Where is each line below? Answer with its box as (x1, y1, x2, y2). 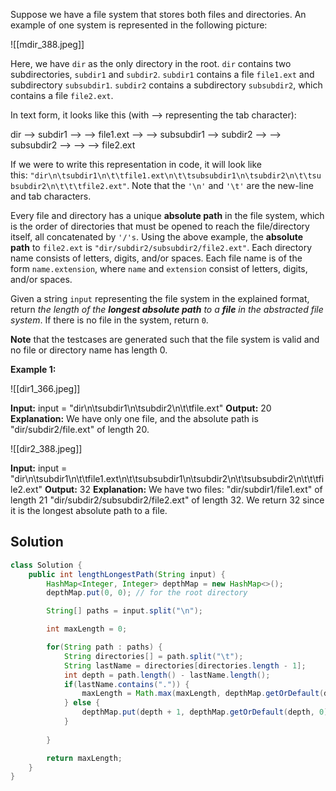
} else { (63, 698, 101, 708)
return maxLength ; (46, 753, 123, 763)
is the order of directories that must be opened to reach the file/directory (10, 220, 310, 232)
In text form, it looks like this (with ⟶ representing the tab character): (10, 109, 297, 121)
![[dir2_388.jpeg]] (10, 443, 83, 454)
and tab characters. (10, 190, 92, 202)
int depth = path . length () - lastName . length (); (63, 670, 271, 680)
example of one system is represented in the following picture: (10, 19, 268, 31)
